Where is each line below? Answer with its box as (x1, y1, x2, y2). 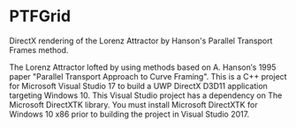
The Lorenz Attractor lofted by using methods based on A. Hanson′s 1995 (9, 62, 277, 72)
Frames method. (9, 44, 69, 55)
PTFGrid (9, 6, 72, 26)
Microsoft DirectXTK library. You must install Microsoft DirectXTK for (9, 99, 258, 109)
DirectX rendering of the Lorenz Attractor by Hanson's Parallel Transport (9, 35, 273, 46)
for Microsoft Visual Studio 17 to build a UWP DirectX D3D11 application (9, 80, 268, 91)
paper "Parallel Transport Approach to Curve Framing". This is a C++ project (9, 71, 287, 81)
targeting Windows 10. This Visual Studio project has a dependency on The (9, 90, 283, 101)
